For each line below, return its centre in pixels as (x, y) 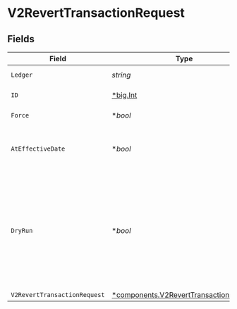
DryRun (22, 231)
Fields (21, 39)
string (121, 75)
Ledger (22, 75)
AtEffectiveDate (38, 149)
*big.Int (124, 95)
